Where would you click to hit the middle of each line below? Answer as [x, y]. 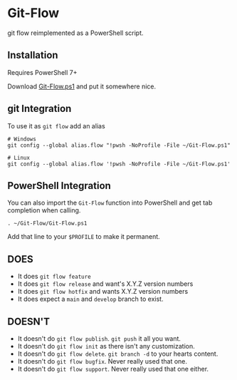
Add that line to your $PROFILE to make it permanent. [84, 237]
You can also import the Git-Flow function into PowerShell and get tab [110, 203]
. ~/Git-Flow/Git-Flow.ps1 [47, 224]
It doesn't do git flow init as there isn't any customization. [106, 346]
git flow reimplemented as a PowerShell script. [75, 33]
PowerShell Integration [59, 186]
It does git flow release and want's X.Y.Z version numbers [105, 284]
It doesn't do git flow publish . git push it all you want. [99, 339]
